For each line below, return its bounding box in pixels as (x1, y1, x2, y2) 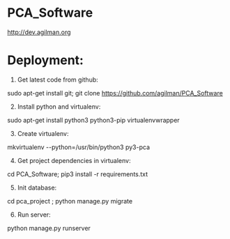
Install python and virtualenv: (17, 102, 101, 111)
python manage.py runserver (7, 224, 91, 232)
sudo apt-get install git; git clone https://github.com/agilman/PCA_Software (7, 88, 223, 97)
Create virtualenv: (17, 129, 69, 137)
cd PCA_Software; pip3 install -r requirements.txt (7, 169, 148, 178)
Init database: (17, 183, 57, 192)
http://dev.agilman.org (7, 28, 71, 36)
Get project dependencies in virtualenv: (17, 156, 131, 164)
